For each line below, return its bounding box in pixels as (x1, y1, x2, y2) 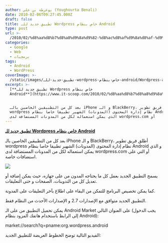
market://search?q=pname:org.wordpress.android (5, 222, 108, 228)
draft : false (5, 17, 32, 22)
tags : (5, 59, 16, 64)
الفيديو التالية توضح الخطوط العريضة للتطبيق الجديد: (5, 232, 101, 238)
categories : (5, 40, 30, 45)
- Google (9, 45, 28, 50)
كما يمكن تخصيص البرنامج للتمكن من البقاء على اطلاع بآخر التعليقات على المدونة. (5, 188, 155, 194)
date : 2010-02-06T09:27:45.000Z (5, 12, 72, 17)
